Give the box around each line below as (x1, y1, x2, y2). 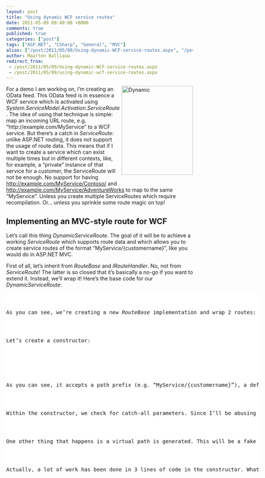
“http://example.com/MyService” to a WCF (6, 123, 111, 130)
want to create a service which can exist (6, 149, 105, 156)
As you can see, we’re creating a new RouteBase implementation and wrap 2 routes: (6, 309, 257, 316)
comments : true (6, 25, 44, 31)
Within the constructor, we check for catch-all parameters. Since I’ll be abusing (6, 410, 257, 417)
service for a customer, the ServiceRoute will (6, 167, 116, 175)
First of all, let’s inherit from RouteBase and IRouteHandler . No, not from (6, 262, 182, 270)
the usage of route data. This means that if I (6, 142, 113, 149)
